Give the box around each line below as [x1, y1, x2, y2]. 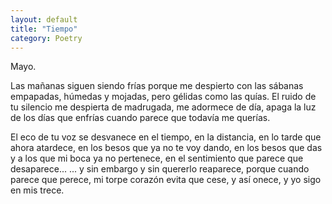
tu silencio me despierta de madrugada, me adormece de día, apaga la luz [10, 101, 317, 113]
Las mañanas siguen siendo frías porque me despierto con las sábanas [10, 80, 304, 92]
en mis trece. [10, 184, 65, 196]
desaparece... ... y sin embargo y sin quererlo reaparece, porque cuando [10, 163, 310, 175]
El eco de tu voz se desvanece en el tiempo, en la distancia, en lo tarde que [10, 131, 322, 143]
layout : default [10, 14, 78, 25]
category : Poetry [10, 33, 83, 43]
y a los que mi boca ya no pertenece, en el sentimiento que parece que [10, 152, 304, 165]
